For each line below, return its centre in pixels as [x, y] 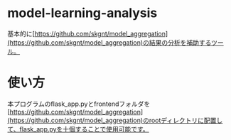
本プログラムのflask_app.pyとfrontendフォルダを [79, 104]
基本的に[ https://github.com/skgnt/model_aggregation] [88, 33]
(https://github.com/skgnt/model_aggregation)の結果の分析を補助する [109, 42]
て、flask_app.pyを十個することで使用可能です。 [78, 129]
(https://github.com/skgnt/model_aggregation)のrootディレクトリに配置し [115, 120]
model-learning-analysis [82, 13]
